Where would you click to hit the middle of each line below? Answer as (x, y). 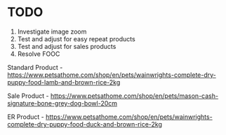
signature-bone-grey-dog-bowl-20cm (62, 103)
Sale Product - (28, 96)
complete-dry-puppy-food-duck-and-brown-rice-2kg (85, 124)
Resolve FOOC (39, 54)
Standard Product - (35, 67)
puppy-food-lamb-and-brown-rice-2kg (64, 82)
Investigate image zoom (52, 31)
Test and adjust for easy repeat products (76, 38)
